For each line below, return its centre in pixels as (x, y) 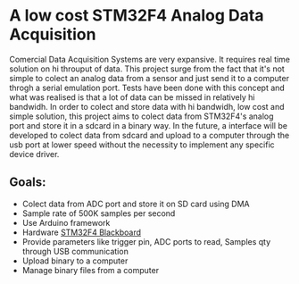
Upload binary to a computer (75, 261)
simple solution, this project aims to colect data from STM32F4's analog (141, 116)
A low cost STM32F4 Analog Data (137, 16)
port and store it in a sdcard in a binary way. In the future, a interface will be (149, 125)
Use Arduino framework (66, 222)
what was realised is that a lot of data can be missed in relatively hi (132, 97)
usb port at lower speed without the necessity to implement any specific (142, 145)
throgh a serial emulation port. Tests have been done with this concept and (147, 88)
